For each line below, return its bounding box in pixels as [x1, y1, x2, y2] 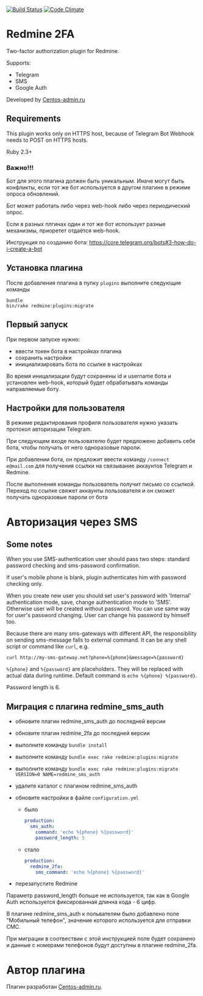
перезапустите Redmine [15, 880, 78, 887]
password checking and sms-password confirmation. [6, 562, 140, 569]
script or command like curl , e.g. [6, 643, 90, 650]
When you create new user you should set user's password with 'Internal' [6, 592, 191, 599]
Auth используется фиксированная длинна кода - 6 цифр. [6, 898, 157, 906]
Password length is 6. [6, 684, 60, 691]
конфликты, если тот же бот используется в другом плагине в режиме [6, 184, 191, 191]
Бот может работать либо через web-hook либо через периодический [6, 202, 191, 210]
